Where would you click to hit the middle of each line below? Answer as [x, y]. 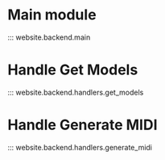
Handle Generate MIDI [82, 125]
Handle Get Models [73, 70]
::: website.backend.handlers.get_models [76, 92]
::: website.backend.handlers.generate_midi [80, 147]
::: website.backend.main [49, 37]
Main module [52, 15]
